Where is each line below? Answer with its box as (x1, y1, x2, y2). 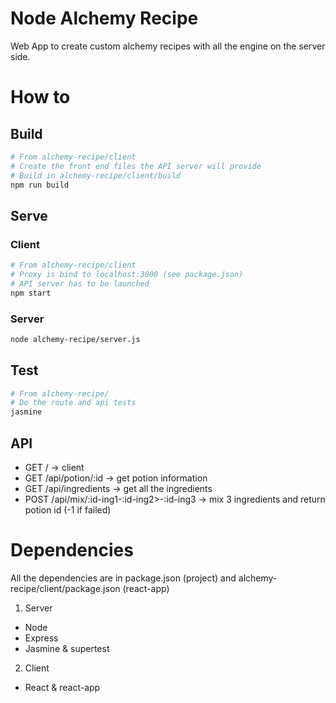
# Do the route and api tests (10, 398, 137, 408)
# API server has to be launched (10, 278, 150, 289)
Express (24, 632, 59, 644)
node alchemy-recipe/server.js (10, 334, 141, 344)
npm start (10, 288, 52, 298)
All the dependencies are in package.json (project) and (10, 572, 237, 584)
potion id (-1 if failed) (24, 504, 112, 516)
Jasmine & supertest (24, 642, 110, 654)
